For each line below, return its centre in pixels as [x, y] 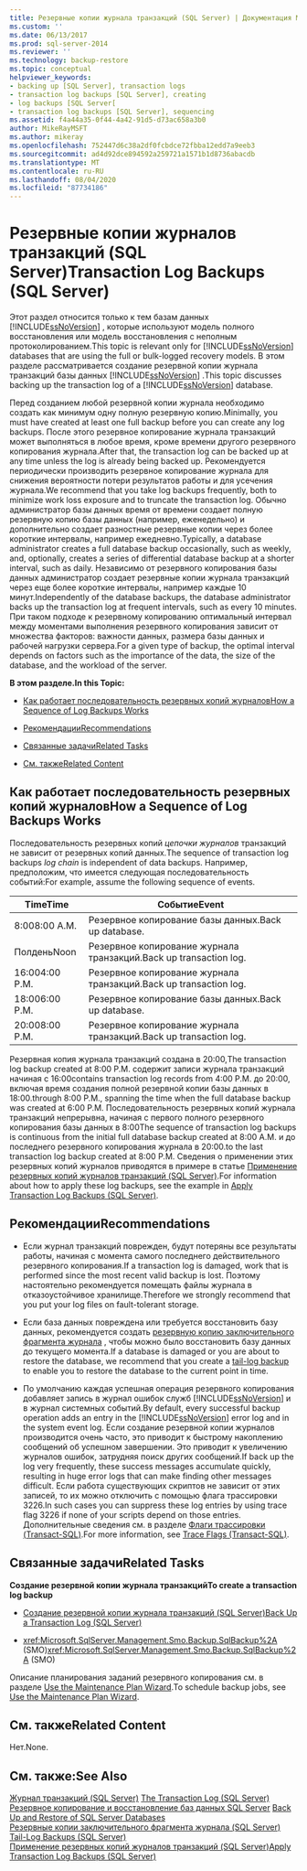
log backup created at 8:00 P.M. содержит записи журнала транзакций [147, 1069]
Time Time [47, 904]
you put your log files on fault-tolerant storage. [111, 1304]
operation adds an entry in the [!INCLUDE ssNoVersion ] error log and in [156, 1417]
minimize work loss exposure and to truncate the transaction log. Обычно [148, 500]
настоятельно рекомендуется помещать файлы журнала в [138, 1285]
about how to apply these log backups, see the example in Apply [131, 1185]
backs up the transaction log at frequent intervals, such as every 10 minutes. [153, 607]
